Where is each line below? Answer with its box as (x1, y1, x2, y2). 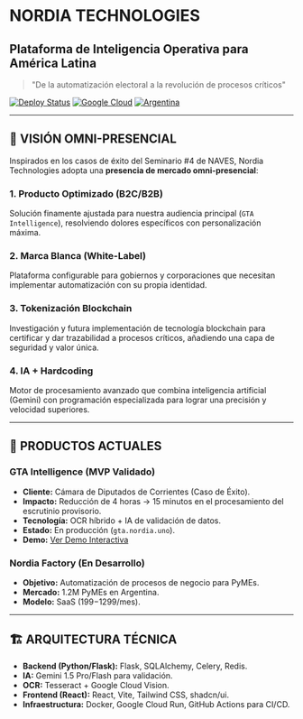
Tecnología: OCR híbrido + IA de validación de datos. (22, 515, 221, 526)
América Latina (9, 55, 97, 70)
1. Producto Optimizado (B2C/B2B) (9, 187, 164, 199)
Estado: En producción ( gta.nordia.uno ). (22, 524, 176, 535)
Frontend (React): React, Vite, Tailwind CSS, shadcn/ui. (22, 689, 230, 700)
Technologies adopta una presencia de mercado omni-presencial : (9, 164, 259, 176)
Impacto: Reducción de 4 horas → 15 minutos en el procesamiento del (22, 495, 284, 506)
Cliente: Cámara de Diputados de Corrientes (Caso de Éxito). (22, 486, 251, 497)
